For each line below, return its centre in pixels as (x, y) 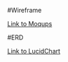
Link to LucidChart (34, 51)
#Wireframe (25, 10)
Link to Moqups (30, 24)
